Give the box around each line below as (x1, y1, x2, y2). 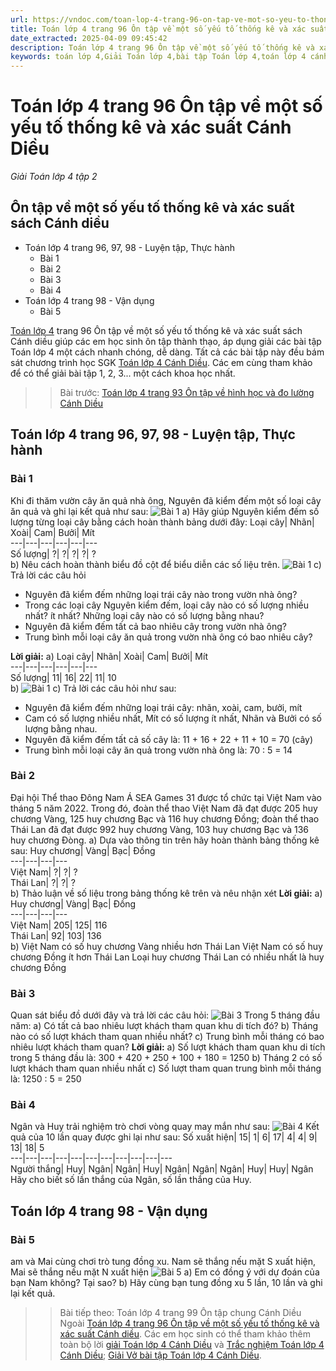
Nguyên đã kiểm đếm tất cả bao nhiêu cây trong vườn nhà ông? (24, 620, 287, 632)
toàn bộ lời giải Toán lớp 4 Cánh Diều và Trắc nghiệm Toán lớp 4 (59, 1339, 325, 1351)
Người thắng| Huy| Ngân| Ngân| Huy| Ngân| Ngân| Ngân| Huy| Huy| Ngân (10, 1163, 314, 1175)
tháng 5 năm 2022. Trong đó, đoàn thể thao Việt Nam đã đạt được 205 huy (10, 802, 318, 814)
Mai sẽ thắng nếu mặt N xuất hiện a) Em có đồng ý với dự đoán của (10, 1266, 320, 1278)
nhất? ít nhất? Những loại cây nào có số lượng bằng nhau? (24, 609, 265, 621)
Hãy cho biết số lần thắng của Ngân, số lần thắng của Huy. (10, 1174, 252, 1186)
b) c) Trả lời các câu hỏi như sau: (10, 682, 177, 694)
